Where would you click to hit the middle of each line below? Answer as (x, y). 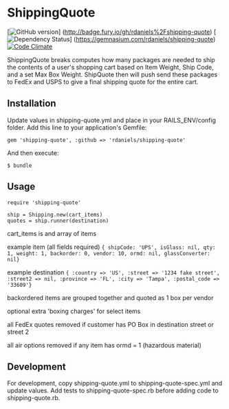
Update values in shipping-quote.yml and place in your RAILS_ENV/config (112, 120)
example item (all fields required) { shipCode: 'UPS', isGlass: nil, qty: (111, 247)
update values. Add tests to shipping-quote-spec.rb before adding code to (113, 390)
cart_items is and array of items (52, 233)
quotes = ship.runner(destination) (58, 221)
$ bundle (20, 166)
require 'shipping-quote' (44, 202)
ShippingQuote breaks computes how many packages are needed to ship (111, 59)
